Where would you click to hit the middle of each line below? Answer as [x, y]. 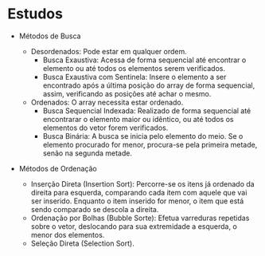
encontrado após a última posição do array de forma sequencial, [149, 85]
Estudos [35, 14]
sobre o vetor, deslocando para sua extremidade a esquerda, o [134, 226]
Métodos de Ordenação [58, 168]
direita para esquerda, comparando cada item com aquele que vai [139, 192]
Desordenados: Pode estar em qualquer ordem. [109, 51]
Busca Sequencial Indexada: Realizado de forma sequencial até [147, 110]
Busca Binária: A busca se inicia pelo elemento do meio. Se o [143, 136]
